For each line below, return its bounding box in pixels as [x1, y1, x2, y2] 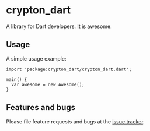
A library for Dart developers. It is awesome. [6, 23, 112, 30]
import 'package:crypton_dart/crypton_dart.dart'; [6, 66, 132, 72]
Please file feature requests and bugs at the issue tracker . [6, 118, 145, 125]
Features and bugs [6, 102, 76, 112]
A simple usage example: [6, 55, 67, 62]
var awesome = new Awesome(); [11, 82, 85, 87]
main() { [6, 76, 27, 82]
